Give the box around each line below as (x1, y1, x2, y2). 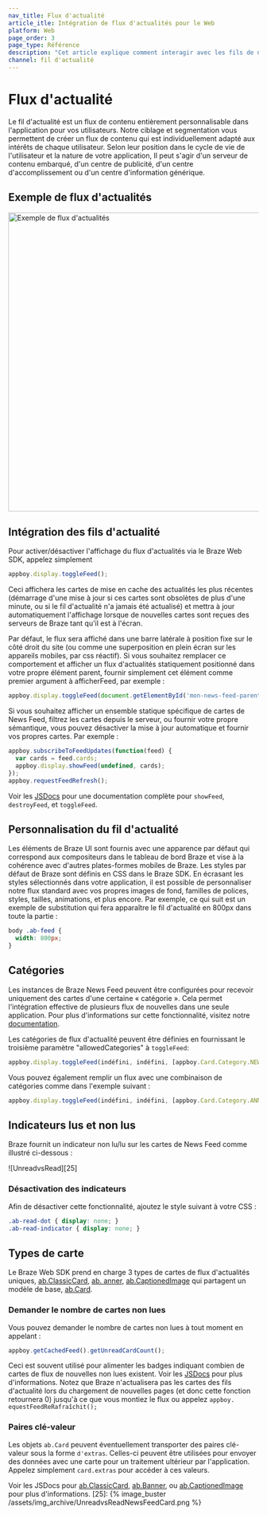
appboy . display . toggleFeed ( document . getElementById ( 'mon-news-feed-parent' (8, 692, 265, 700)
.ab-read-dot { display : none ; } (8, 1217, 119, 1225)
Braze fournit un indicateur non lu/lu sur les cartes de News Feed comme (8, 1140, 248, 1149)
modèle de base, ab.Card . (8, 1285, 93, 1294)
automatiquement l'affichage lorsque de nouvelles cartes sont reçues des (8, 610, 250, 620)
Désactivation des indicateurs (8, 1183, 127, 1195)
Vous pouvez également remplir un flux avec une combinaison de (8, 1073, 222, 1082)
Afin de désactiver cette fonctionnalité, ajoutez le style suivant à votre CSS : (8, 1201, 257, 1211)
